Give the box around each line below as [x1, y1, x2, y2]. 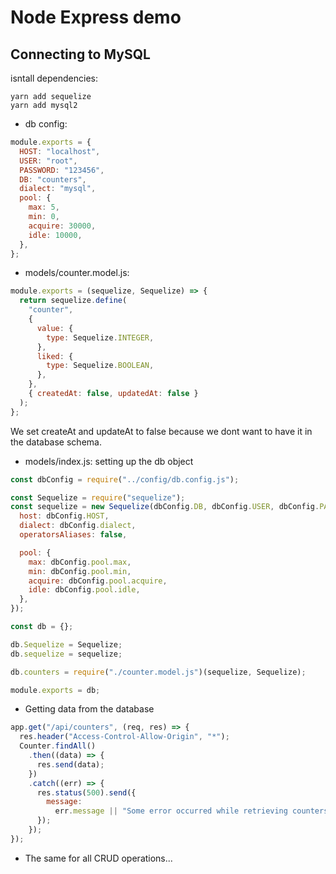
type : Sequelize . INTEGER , [46, 332, 155, 343]
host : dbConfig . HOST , [19, 511, 110, 521]
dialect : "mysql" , [19, 184, 97, 194]
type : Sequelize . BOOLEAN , [46, 361, 155, 371]
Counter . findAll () [19, 741, 97, 751]
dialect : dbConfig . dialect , [19, 521, 137, 531]
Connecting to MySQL [10, 46, 151, 63]
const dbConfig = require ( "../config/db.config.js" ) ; [10, 474, 240, 485]
